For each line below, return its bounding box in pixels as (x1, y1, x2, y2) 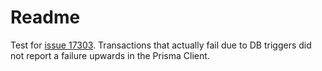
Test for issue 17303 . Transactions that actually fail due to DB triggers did (10, 39, 312, 51)
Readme (10, 6, 81, 29)
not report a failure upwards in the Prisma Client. (10, 49, 210, 61)
